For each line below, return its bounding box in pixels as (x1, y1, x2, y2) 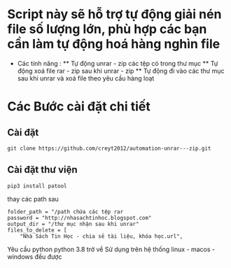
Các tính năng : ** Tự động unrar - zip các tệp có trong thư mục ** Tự (17, 59, 218, 67)
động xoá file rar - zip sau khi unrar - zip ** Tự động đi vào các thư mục (17, 66, 225, 75)
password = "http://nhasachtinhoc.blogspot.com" (7, 214, 152, 221)
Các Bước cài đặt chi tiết (7, 99, 150, 115)
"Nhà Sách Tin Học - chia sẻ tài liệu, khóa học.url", (20, 232, 183, 240)
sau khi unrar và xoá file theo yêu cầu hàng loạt (17, 73, 155, 83)
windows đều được (7, 252, 62, 261)
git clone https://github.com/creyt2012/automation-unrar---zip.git (7, 145, 211, 152)
